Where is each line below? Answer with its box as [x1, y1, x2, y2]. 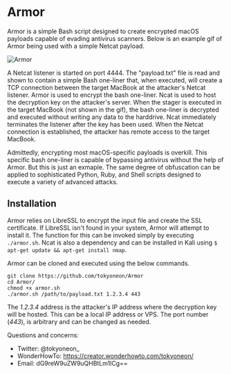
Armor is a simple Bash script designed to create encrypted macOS [7, 27, 199, 35]
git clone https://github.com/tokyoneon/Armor [7, 272, 144, 279]
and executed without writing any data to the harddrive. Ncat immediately [7, 112, 216, 121]
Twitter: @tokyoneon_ [17, 344, 80, 353]
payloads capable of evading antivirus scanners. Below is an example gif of [7, 34, 223, 42]
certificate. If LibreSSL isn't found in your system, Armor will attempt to [7, 223, 210, 232]
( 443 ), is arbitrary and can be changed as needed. [7, 317, 151, 326]
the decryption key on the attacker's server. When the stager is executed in [7, 98, 222, 106]
